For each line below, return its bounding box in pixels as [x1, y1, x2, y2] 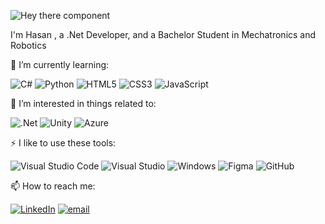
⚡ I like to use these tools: [10, 137, 117, 149]
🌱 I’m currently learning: [10, 59, 110, 70]
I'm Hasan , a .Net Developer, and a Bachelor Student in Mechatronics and [10, 29, 317, 40]
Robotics [10, 40, 47, 51]
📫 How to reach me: [10, 180, 96, 192]
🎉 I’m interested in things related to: [10, 98, 157, 109]
